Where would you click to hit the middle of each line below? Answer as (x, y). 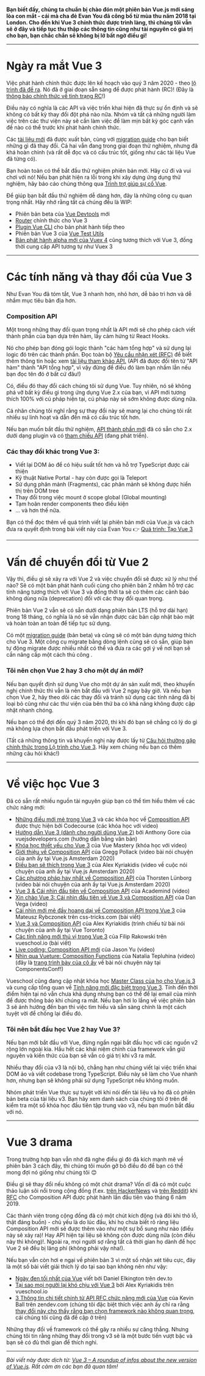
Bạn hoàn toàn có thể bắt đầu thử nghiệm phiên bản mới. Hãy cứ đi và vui (99, 170)
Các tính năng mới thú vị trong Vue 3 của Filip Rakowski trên (91, 936)
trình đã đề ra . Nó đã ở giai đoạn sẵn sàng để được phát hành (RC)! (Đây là (100, 89)
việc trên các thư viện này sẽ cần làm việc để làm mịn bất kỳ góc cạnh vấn (100, 121)
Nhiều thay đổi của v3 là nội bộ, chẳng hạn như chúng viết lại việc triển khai (102, 1067)
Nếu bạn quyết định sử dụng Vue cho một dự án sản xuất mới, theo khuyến (101, 684)
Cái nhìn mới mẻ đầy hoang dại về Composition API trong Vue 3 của (100, 910)
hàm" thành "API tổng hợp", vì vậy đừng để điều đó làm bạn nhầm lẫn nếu (99, 368)
